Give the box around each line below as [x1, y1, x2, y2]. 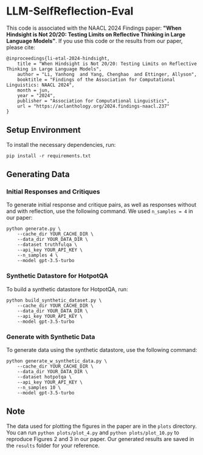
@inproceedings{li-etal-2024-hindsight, [6, 55, 111, 61]
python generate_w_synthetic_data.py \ [6, 358, 108, 365]
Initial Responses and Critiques [6, 187, 100, 196]
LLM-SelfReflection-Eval [6, 4, 134, 18]
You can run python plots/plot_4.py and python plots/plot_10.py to [6, 429, 179, 436]
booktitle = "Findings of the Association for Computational [17, 76, 175, 83]
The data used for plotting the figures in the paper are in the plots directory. [6, 422, 197, 430]
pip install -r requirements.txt [6, 153, 91, 159]
